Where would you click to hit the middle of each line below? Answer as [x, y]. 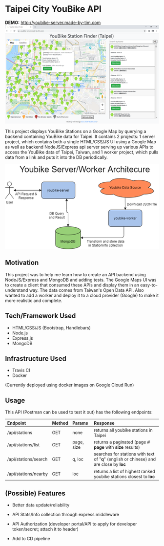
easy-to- [149, 285]
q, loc [78, 459]
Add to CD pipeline [31, 538]
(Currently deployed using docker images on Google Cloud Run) [70, 385]
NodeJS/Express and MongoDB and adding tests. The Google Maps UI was [81, 280]
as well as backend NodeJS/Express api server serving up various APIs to [79, 147]
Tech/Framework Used [41, 316]
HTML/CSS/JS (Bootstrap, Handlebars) [51, 328]
